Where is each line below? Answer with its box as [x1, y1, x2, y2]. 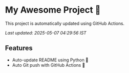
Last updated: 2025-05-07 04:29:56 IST [5, 30, 86, 36]
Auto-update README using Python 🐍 [12, 57, 89, 63]
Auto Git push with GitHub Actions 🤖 [12, 62, 86, 68]
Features [5, 44, 33, 53]
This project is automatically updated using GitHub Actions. [5, 20, 125, 26]
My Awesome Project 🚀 [5, 4, 101, 16]
